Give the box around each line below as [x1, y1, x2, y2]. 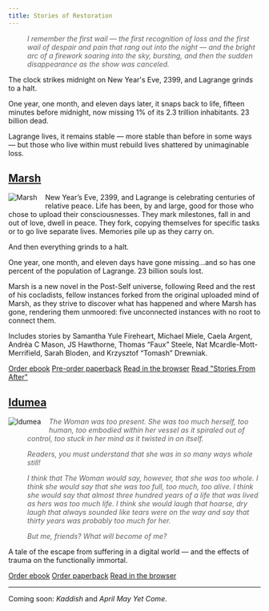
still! [26, 458, 41, 468]
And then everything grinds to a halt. [8, 242, 130, 252]
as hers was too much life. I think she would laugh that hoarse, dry [26, 499, 248, 508]
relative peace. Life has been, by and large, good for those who [45, 201, 255, 211]
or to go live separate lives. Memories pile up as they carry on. [8, 227, 215, 236]
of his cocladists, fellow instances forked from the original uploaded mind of [8, 290, 259, 300]
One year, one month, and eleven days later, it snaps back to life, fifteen [8, 98, 245, 108]
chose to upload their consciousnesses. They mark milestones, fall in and [8, 210, 251, 219]
